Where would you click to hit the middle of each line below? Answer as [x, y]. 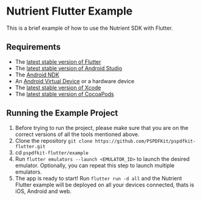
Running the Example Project [62, 113]
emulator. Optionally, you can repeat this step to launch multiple [95, 165]
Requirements [33, 47]
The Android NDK [37, 75]
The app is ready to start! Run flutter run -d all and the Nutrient [98, 178]
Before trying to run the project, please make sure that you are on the [102, 128]
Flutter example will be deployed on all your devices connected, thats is [104, 185]
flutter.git [30, 146]
